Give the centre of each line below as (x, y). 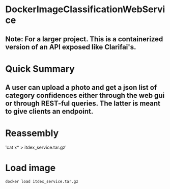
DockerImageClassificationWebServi (85, 9)
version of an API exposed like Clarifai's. (71, 47)
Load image (31, 168)
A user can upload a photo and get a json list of (81, 88)
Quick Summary (40, 69)
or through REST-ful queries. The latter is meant (83, 104)
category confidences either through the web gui (85, 96)
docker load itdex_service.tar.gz (42, 182)
